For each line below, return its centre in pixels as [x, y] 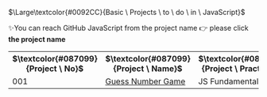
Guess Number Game [145, 81]
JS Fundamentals [231, 81]
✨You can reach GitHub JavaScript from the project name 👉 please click [128, 28]
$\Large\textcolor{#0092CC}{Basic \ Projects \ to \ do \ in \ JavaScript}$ [127, 12]
